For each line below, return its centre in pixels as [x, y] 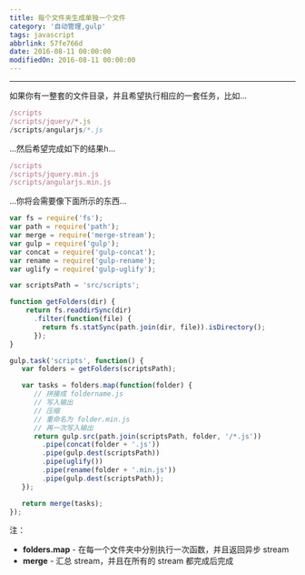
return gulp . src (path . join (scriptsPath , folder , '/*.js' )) [147, 436]
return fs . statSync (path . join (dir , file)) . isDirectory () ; [154, 327]
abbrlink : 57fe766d [46, 43]
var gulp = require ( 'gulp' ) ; [64, 243]
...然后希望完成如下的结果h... [63, 148]
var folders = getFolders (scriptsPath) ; [99, 369]
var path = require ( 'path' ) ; [64, 227]
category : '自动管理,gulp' [58, 26]
